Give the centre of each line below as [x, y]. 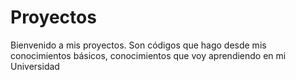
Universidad [35, 66]
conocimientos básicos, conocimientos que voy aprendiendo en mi [148, 55]
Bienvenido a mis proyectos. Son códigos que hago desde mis [138, 45]
